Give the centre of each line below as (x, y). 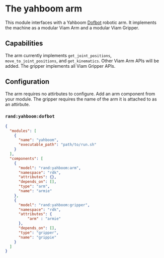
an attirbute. (18, 104)
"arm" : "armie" (44, 219)
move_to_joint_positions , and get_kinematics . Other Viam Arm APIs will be (82, 61)
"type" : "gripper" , (38, 233)
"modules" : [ (23, 131)
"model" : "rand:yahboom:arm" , (49, 168)
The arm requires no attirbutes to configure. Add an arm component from (80, 94)
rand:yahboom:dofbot (30, 117)
